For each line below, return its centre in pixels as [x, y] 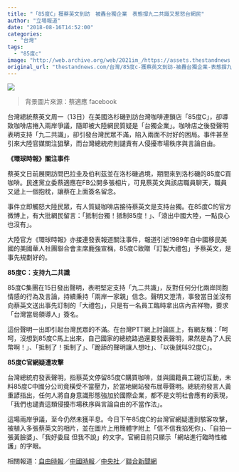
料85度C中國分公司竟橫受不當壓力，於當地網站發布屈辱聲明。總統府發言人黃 [119, 386]
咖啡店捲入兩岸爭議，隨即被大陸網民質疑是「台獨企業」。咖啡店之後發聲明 [121, 125]
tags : [15, 47]
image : [17, 61]
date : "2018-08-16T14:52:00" [51, 27]
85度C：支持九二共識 [39, 272]
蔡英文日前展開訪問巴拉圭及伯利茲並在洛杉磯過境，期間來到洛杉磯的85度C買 [119, 173]
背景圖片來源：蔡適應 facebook [71, 101]
